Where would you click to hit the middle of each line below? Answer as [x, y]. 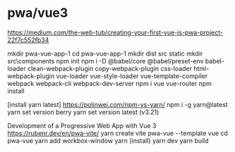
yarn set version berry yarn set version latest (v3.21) [83, 112]
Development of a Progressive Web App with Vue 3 [82, 125]
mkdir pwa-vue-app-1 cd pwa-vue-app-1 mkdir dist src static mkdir [105, 53]
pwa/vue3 [38, 13]
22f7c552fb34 [28, 39]
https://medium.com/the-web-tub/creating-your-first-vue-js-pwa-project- [115, 32]
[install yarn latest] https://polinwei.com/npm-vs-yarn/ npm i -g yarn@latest [117, 104]
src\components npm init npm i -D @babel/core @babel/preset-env [106, 61]
